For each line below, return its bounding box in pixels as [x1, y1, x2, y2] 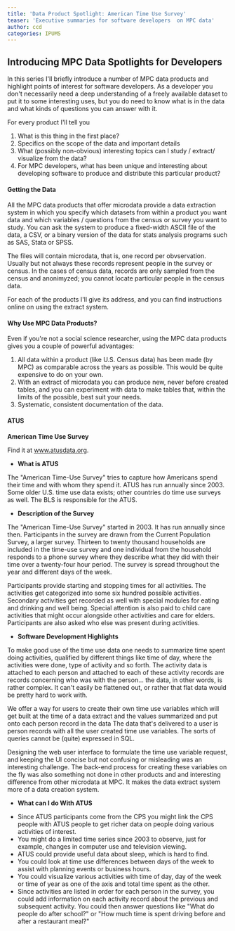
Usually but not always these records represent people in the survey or [7, 259, 213, 268]
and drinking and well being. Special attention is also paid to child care [7, 603, 211, 612]
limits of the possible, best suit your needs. [17, 393, 142, 402]
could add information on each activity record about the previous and [17, 894, 219, 903]
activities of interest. [17, 827, 77, 835]
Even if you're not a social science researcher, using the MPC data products [7, 335, 227, 343]
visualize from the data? [17, 154, 87, 162]
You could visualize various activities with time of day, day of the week [17, 872, 222, 880]
